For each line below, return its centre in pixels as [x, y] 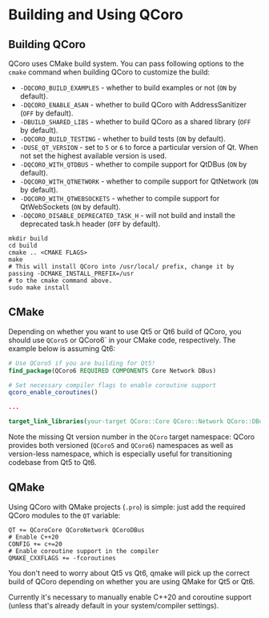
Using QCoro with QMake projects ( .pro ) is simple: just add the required [127, 507]
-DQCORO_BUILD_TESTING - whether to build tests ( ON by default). [122, 139]
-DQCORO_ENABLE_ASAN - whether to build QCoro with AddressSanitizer [133, 105]
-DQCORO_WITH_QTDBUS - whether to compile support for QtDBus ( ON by [133, 164]
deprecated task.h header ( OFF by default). [90, 224]
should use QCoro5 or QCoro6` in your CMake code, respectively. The [122, 340]
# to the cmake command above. [60, 281]
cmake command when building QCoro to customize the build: [109, 72]
